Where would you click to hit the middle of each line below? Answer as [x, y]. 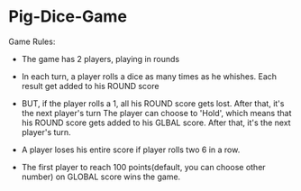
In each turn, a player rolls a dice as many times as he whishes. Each [149, 76]
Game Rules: [32, 41]
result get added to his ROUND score [90, 86]
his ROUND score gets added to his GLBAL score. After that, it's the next [156, 123]
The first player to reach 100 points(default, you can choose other [144, 167]
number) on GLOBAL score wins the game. [101, 177]
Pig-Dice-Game [68, 17]
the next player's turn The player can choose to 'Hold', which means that [156, 113]
